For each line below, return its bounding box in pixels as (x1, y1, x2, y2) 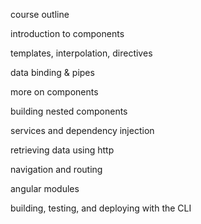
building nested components (10, 105, 128, 117)
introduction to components (10, 28, 125, 39)
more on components (10, 86, 99, 98)
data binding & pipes (10, 67, 95, 78)
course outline (10, 9, 70, 20)
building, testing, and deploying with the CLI (10, 202, 192, 214)
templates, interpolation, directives (10, 47, 153, 59)
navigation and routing (10, 164, 103, 175)
